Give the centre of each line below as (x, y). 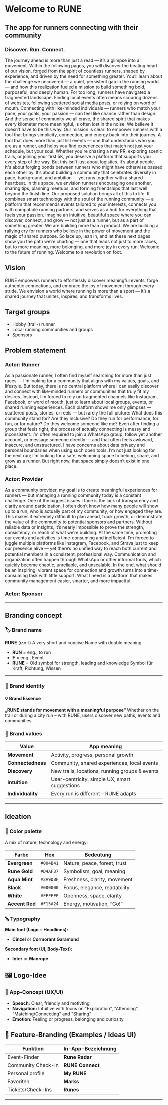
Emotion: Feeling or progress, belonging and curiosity (68, 1019)
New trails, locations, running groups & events (105, 771)
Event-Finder (23, 1057)
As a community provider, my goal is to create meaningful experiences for (81, 490)
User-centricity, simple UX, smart (91, 779)
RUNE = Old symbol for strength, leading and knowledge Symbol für (83, 663)
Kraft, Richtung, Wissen (37, 668)
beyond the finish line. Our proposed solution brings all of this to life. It (77, 193)
